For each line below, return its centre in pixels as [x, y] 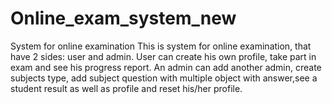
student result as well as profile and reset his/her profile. [126, 88]
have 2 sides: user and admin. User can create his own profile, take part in [163, 56]
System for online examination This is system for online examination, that [161, 46]
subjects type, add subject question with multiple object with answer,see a [164, 78]
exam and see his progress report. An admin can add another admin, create [166, 67]
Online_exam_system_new [123, 18]
